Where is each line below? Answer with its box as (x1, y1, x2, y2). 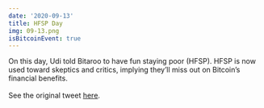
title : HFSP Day (8, 19, 63, 27)
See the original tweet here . (8, 90, 101, 101)
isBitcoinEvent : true (8, 34, 82, 43)
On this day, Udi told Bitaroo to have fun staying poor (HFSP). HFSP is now (8, 56, 257, 66)
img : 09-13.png (8, 27, 60, 35)
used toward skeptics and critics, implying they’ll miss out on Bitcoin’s (8, 65, 241, 75)
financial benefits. (8, 73, 69, 83)
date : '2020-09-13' (8, 11, 74, 20)
